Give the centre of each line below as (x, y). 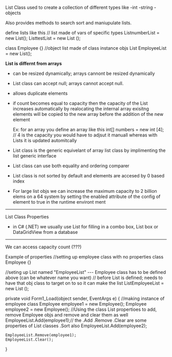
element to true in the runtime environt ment (59, 202)
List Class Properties (27, 217)
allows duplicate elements (40, 93)
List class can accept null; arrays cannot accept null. (68, 83)
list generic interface (35, 156)
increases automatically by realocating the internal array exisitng (81, 109)
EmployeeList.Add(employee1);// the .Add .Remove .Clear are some (76, 320)
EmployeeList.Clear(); (29, 340)
